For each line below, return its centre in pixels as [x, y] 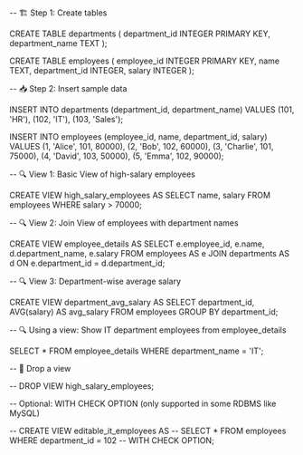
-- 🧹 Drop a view [40, 368]
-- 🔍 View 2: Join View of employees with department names [124, 223]
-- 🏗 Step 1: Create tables [58, 13]
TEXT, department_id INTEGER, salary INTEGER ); [102, 70]
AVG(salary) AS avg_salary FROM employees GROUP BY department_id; [144, 312]
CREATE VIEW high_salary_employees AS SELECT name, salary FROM [140, 195]
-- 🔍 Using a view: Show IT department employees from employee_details [148, 330]
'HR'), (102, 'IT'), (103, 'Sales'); [66, 119]
